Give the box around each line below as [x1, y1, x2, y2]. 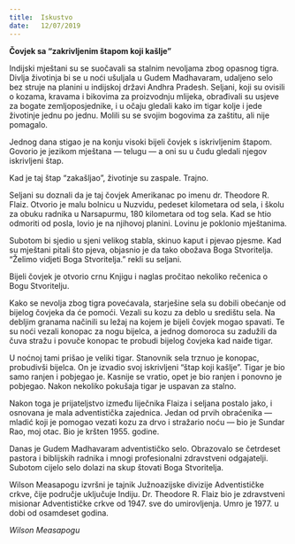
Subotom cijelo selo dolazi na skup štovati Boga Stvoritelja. [9, 462, 223, 472]
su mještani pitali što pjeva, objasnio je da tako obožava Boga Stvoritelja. [9, 245, 274, 255]
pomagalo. [9, 119, 49, 129]
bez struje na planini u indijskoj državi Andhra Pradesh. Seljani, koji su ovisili [9, 82, 285, 92]
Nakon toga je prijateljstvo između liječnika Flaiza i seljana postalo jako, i [9, 398, 273, 408]
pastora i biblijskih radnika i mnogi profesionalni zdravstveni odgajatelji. [9, 453, 269, 463]
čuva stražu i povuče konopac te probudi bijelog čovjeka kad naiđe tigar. [9, 335, 274, 346]
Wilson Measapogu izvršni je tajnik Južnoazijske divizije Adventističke [9, 479, 265, 490]
